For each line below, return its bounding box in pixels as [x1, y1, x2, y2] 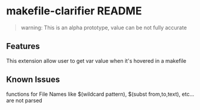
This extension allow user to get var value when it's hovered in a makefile [6, 57, 187, 64]
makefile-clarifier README [6, 4, 142, 18]
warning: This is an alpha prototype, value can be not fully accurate [20, 24, 187, 31]
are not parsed [6, 97, 43, 104]
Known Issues [6, 75, 60, 85]
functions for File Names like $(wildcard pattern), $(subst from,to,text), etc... [6, 90, 195, 97]
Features [6, 41, 40, 51]
